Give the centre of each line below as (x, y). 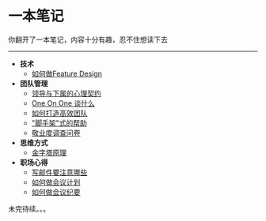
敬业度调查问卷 (56, 133)
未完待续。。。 (29, 208)
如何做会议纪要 (56, 192)
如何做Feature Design (67, 73)
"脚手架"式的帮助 (59, 122)
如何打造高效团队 (59, 113)
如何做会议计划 (56, 182)
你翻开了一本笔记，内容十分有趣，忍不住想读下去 (88, 39)
